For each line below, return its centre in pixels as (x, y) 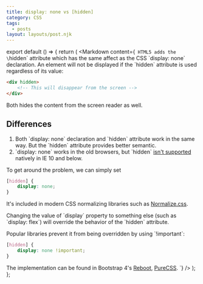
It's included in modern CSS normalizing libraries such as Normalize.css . (97, 204)
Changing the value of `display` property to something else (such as (91, 215)
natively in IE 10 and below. (49, 158)
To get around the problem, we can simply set (64, 170)
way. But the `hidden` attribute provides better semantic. (86, 145)
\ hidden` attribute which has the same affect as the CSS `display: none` (96, 58)
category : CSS (24, 18)
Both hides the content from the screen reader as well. (74, 105)
